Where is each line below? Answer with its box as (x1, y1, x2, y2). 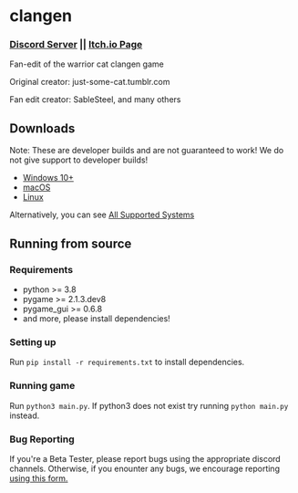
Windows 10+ (22, 173, 75, 184)
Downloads (9, 121, 76, 136)
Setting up (9, 335, 57, 348)
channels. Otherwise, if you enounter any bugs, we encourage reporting (9, 463, 281, 474)
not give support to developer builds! (9, 154, 149, 165)
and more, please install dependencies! (22, 312, 170, 324)
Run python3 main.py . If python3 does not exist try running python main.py (9, 400, 289, 411)
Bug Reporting (9, 433, 75, 446)
